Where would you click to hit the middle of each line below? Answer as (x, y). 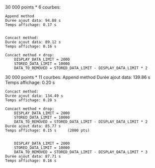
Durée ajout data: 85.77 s (33, 126)
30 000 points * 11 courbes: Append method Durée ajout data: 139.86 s (78, 77)
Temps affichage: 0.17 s (31, 25)
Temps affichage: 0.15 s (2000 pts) (48, 130)
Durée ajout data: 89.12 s (33, 42)
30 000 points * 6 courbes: (33, 7)
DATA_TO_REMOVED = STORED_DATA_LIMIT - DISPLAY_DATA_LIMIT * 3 (81, 152)
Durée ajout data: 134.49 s (34, 96)
